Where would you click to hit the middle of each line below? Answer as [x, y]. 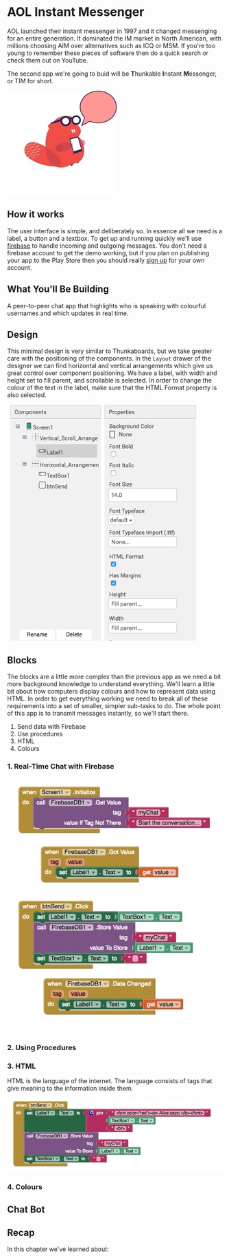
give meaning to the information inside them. [70, 1089]
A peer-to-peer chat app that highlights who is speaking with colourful [107, 306]
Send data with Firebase [51, 727]
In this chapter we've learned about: [58, 1249]
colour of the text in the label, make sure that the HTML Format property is [112, 388]
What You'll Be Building [58, 289]
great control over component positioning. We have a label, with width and [112, 373]
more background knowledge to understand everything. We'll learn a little [111, 684]
